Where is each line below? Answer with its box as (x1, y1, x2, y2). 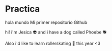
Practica (5, 3, 40, 15)
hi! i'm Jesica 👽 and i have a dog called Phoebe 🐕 (5, 29, 107, 35)
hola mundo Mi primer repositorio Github (5, 19, 87, 25)
